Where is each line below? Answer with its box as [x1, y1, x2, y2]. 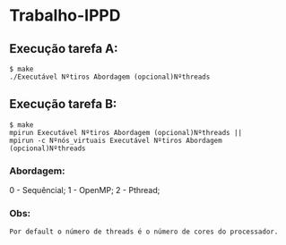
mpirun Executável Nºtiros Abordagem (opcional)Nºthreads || [9, 128, 243, 137]
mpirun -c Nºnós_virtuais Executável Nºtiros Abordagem [9, 136, 222, 145]
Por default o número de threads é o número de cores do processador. [9, 227, 279, 237]
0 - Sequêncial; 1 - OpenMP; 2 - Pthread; [9, 185, 160, 196]
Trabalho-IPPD [9, 5, 121, 26]
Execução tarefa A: [9, 41, 118, 56]
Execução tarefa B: [9, 97, 117, 112]
